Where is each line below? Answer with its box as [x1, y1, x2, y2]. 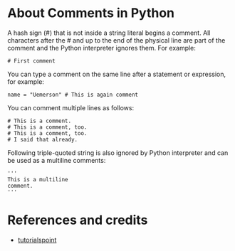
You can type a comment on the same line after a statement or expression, [7, 70, 226, 78]
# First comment [7, 57, 56, 65]
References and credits [7, 212, 148, 228]
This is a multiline [7, 176, 69, 183]
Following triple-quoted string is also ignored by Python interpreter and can [7, 148, 229, 157]
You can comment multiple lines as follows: [7, 103, 134, 112]
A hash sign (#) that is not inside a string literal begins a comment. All [7, 28, 211, 37]
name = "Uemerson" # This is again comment [7, 91, 139, 98]
